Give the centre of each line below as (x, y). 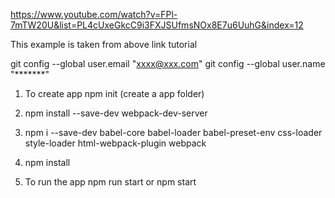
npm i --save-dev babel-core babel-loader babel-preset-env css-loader (173, 132)
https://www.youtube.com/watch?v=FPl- (94, 14)
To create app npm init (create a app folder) (114, 93)
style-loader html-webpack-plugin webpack (115, 143)
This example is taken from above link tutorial (104, 44)
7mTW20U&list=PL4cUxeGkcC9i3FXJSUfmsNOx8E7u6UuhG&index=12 (157, 25)
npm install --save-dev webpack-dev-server (116, 113)
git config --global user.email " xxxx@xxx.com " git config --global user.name (168, 63)
